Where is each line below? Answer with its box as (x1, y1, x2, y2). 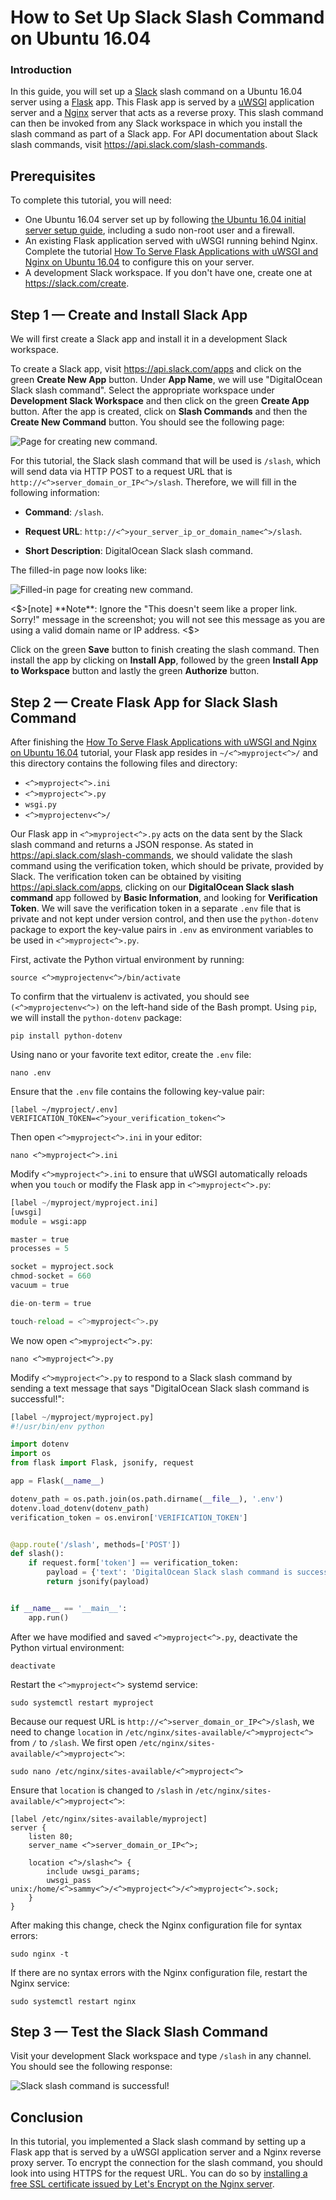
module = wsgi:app (10, 1216, 87, 1226)
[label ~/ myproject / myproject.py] (10, 1412, 155, 1422)
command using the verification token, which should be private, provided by (10, 859, 324, 871)
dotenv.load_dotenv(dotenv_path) (10, 1503, 150, 1513)
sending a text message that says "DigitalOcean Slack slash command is (10, 1382, 310, 1394)
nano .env (10, 1067, 52, 1078)
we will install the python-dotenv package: (10, 1011, 183, 1023)
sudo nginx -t (10, 1949, 70, 1959)
